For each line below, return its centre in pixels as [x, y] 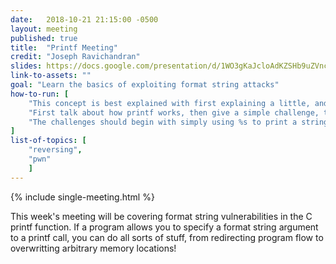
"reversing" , [55, 150]
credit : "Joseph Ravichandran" [75, 57]
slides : [26, 66]
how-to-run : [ [40, 94]
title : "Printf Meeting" [64, 47]
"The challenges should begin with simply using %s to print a [163, 122]
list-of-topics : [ [48, 141]
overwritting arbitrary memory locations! [93, 248]
